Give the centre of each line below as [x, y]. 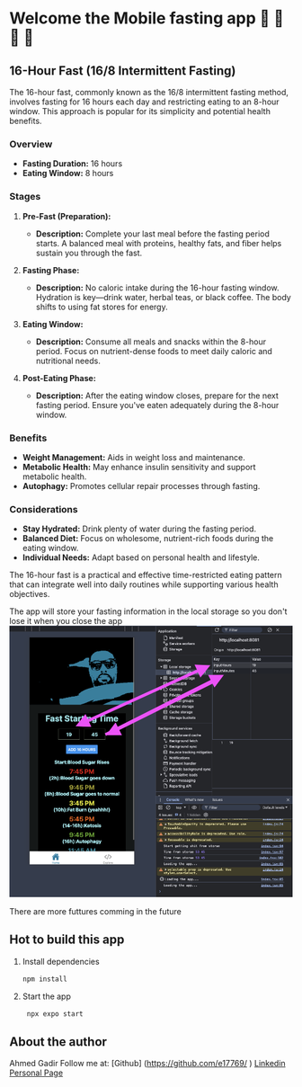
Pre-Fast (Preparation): [67, 216]
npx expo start [55, 1014]
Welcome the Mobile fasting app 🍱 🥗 [147, 18]
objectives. [30, 594]
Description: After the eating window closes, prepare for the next [157, 396]
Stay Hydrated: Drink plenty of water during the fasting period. [139, 529]
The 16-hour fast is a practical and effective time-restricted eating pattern [146, 575]
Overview [31, 144]
